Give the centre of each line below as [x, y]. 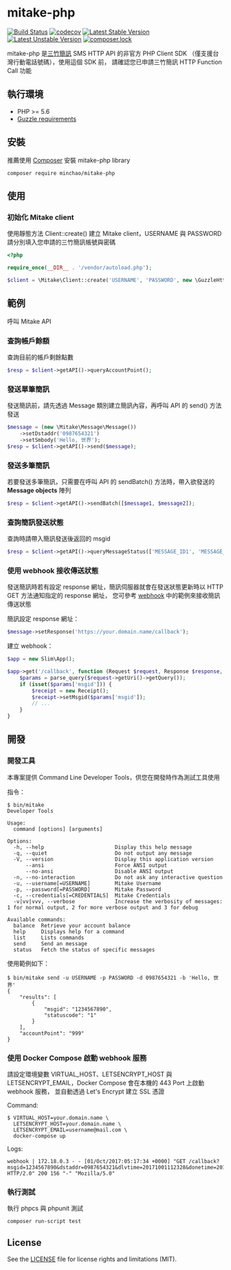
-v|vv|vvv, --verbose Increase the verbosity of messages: [118, 901]
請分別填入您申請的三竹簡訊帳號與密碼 [61, 242]
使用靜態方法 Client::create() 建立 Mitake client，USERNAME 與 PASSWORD [114, 234]
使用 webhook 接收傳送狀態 [53, 570]
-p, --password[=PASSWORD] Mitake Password [87, 889]
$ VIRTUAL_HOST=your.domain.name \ [58, 1118]
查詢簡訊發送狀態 [35, 522]
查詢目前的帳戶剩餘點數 [40, 357]
